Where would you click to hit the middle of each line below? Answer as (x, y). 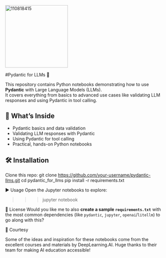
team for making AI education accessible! (48, 250)
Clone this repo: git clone (31, 175)
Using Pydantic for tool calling (43, 138)
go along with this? (24, 220)
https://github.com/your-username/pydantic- (104, 175)
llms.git (13, 180)
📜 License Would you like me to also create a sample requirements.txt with (83, 209)
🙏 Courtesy (17, 229)
